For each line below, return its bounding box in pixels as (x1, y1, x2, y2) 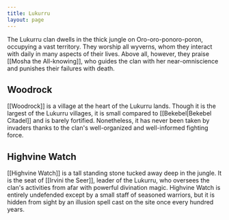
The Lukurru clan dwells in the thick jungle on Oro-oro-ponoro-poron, (7, 35, 204, 43)
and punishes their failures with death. (7, 64, 115, 72)
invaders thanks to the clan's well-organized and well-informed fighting (7, 124, 208, 132)
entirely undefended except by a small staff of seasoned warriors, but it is (7, 191, 215, 199)
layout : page (7, 16, 44, 23)
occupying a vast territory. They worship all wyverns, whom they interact (7, 42, 213, 51)
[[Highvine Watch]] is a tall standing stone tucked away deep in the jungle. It (7, 169, 222, 178)
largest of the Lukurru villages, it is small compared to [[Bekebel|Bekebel (7, 109, 212, 118)
